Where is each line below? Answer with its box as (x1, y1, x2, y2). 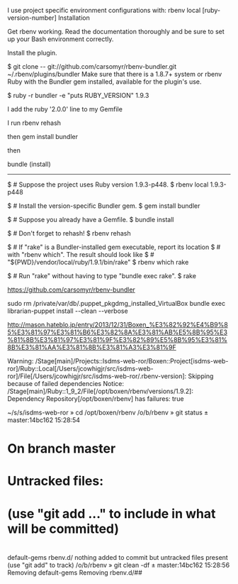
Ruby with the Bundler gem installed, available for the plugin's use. (7, 77, 202, 86)
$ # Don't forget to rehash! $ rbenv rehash (7, 229, 131, 237)
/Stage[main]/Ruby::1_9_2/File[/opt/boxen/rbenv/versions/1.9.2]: (7, 387, 193, 395)
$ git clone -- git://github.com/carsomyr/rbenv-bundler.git (7, 62, 177, 70)
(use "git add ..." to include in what (7, 505, 216, 522)
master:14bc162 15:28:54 (7, 416, 80, 424)
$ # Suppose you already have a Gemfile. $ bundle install (7, 216, 174, 224)
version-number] (7, 13, 57, 22)
